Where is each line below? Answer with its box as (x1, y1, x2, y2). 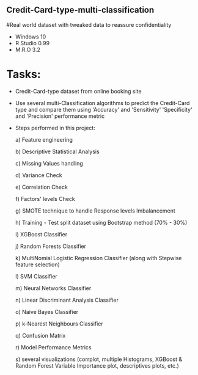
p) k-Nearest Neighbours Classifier (15, 320, 104, 327)
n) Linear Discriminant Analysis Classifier (15, 296, 119, 304)
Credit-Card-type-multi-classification (6, 5, 155, 15)
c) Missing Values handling (15, 159, 84, 167)
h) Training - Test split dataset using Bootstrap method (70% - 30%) (15, 219, 188, 226)
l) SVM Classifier (15, 272, 58, 280)
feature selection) (15, 261, 60, 268)
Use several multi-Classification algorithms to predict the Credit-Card (15, 99, 190, 106)
